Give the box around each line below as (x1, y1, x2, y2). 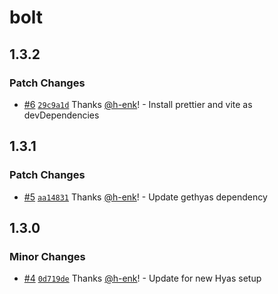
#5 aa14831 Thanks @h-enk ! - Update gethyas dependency (23, 191, 268, 203)
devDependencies (23, 109, 100, 121)
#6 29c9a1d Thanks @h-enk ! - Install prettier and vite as (23, 98, 253, 110)
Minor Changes (9, 249, 86, 263)
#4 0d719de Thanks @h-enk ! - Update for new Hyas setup (23, 272, 262, 285)
